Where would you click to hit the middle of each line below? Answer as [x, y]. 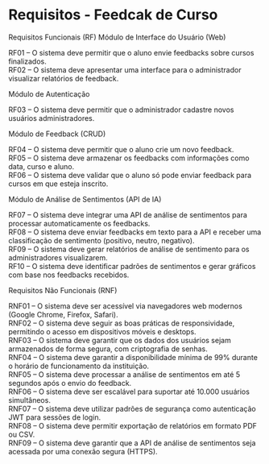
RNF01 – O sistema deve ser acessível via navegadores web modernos [126, 306]
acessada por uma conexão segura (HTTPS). [83, 451]
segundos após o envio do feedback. [70, 383]
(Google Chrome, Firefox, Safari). [63, 314]
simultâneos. [29, 400]
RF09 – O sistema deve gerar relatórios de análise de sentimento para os [129, 249]
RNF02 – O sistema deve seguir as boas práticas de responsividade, [122, 323]
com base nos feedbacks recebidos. [69, 275]
